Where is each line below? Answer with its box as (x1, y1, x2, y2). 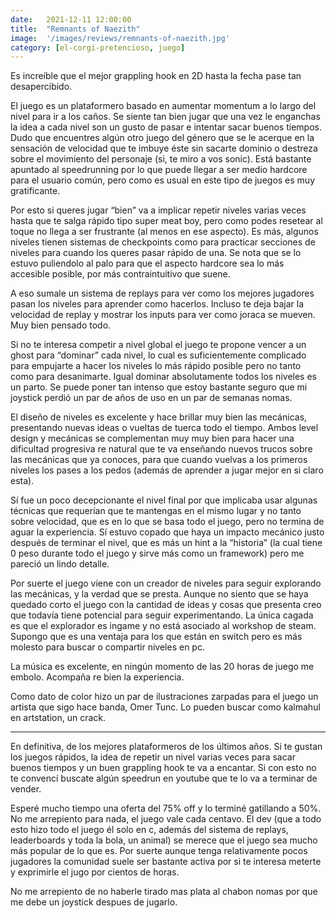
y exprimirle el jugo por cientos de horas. (10, 866, 180, 878)
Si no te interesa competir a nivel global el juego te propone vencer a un (10, 339, 307, 351)
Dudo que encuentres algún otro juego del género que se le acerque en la (10, 132, 315, 144)
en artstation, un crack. (10, 712, 107, 724)
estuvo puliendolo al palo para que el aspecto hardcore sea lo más (10, 257, 285, 270)
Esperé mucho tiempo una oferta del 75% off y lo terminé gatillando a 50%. (10, 802, 322, 815)
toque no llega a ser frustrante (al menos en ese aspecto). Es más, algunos (10, 226, 319, 238)
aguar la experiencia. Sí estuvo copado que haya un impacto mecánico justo (10, 526, 325, 538)
